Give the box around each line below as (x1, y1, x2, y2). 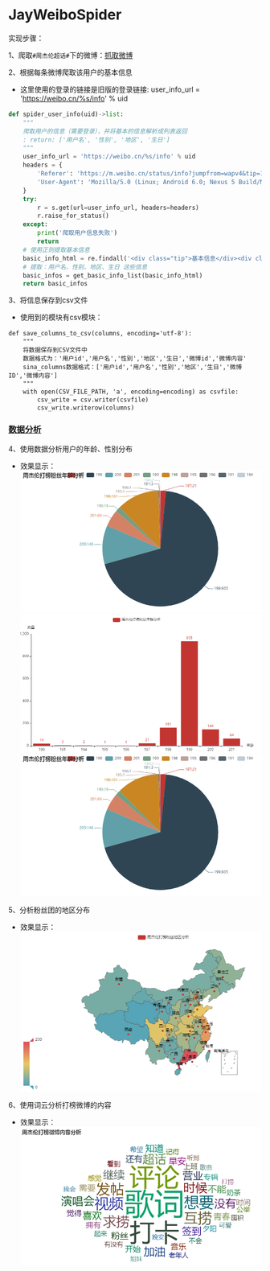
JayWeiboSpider (8, 6, 122, 24)
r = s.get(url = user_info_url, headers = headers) (37, 204, 199, 212)
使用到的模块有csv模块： (19, 312, 103, 323)
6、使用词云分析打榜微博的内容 (8, 1100, 112, 1109)
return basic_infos (22, 280, 88, 288)
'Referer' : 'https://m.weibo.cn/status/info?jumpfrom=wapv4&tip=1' (37, 170, 268, 178)
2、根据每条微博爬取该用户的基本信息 (8, 67, 133, 77)
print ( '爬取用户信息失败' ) (37, 229, 118, 237)
